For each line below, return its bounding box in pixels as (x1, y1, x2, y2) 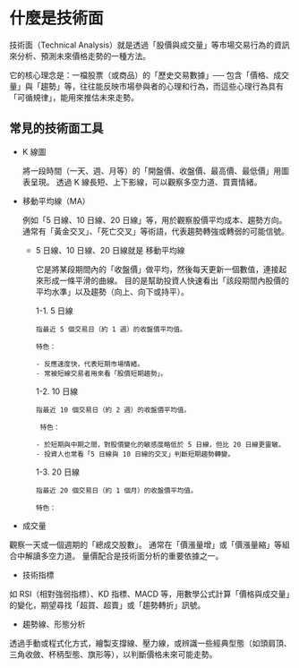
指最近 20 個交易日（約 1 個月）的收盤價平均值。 (35, 485, 198, 495)
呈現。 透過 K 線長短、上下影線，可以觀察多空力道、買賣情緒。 (30, 176, 262, 187)
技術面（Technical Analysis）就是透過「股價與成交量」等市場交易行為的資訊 (9, 39, 290, 50)
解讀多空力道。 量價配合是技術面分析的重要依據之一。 (24, 550, 224, 561)
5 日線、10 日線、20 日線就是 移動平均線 (35, 244, 185, 255)
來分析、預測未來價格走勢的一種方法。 (9, 50, 150, 61)
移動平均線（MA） (21, 195, 91, 206)
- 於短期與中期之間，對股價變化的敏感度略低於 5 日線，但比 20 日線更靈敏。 (35, 440, 286, 449)
